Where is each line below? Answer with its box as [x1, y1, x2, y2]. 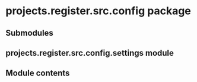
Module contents [5, 68, 70, 78]
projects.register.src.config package [5, 4, 191, 18]
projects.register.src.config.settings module [5, 48, 174, 58]
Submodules [5, 28, 54, 38]
